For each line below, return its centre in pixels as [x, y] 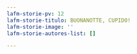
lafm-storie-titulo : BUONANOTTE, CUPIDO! [69, 20]
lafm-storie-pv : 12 [35, 14]
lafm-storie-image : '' [40, 27]
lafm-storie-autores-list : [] [51, 33]
